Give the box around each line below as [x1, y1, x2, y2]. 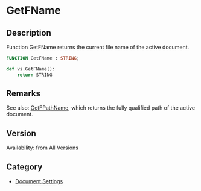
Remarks [6, 89, 41, 99]
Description [6, 28, 51, 38]
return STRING [17, 72, 53, 78]
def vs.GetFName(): [6, 66, 56, 72]
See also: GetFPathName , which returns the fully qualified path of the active [6, 104, 195, 111]
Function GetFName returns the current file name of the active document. [6, 43, 190, 51]
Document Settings [14, 178, 63, 185]
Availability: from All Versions [6, 144, 78, 151]
